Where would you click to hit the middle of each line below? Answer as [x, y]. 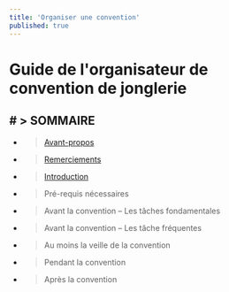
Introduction [66, 176]
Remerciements [73, 159]
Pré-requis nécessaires [87, 193]
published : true [39, 26]
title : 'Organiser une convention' [75, 17]
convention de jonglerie [98, 88]
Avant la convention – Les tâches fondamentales [132, 211]
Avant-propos [69, 142]
